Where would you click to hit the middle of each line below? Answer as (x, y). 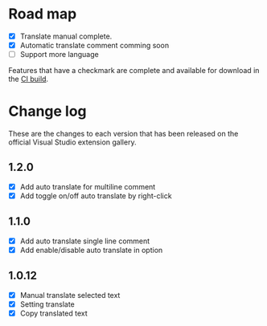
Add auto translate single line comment (85, 241)
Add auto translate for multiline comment (88, 186)
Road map (43, 14)
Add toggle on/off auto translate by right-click (96, 196)
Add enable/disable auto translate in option (91, 250)
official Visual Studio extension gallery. (72, 142)
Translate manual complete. (66, 36)
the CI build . (29, 79)
